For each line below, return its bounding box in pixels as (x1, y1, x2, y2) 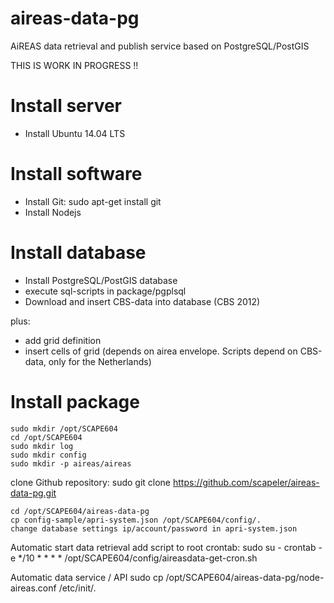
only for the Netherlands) (48, 355, 152, 367)
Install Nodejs (24, 206, 82, 218)
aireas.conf (10, 582, 57, 594)
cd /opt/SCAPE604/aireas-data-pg (10, 506, 150, 516)
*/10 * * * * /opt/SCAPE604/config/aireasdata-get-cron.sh (18, 552, 258, 564)
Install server (10, 95, 122, 117)
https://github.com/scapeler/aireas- (172, 476, 320, 488)
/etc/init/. (58, 582, 97, 594)
